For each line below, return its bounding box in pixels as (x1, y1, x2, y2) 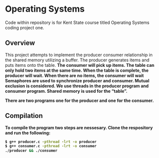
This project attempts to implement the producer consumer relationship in (5, 52, 153, 58)
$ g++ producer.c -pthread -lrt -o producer (5, 139, 97, 144)
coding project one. (5, 24, 45, 30)
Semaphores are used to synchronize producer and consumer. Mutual (5, 78, 150, 83)
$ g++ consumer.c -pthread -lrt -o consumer (5, 144, 97, 149)
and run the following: (5, 130, 51, 136)
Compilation (5, 112, 43, 120)
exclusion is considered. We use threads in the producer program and (5, 83, 149, 89)
